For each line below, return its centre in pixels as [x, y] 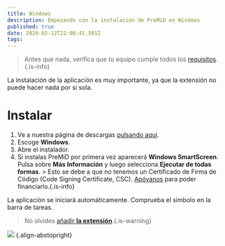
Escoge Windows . [44, 142]
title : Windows [29, 14]
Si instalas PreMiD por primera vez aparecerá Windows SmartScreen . [118, 157]
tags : [15, 40]
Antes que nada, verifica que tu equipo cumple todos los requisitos [120, 59]
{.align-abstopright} [44, 235]
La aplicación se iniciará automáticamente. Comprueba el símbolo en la [109, 200]
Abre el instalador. [43, 149]
